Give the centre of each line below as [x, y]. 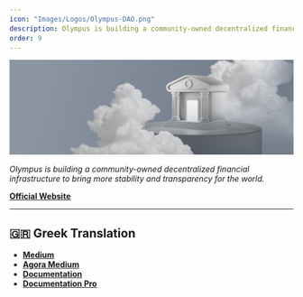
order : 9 [26, 38]
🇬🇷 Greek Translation [73, 233]
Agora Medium [50, 265]
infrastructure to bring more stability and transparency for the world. [137, 179]
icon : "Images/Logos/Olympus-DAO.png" [82, 19]
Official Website [40, 196]
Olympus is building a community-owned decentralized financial [129, 169]
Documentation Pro [60, 283]
